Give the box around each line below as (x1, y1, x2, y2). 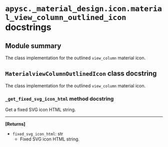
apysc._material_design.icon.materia (5, 4, 162, 14)
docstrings (5, 22, 51, 33)
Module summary (5, 42, 61, 50)
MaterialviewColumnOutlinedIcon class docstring (5, 69, 157, 78)
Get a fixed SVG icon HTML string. (5, 107, 76, 113)
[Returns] (5, 121, 26, 127)
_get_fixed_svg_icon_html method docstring (5, 95, 114, 102)
